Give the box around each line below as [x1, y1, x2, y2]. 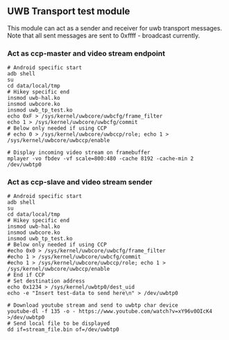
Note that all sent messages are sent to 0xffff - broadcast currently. [7, 31, 201, 39]
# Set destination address [7, 278, 85, 285]
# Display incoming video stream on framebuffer [7, 149, 151, 156]
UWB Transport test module [7, 6, 130, 17]
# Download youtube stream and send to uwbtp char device [7, 302, 178, 309]
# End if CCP [7, 271, 45, 279]
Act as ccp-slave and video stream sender [7, 177, 153, 187]
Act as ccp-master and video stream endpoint [7, 48, 165, 58]
